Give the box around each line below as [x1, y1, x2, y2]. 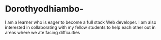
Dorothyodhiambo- [5, 3, 84, 14]
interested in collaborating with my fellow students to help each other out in [5, 24, 156, 30]
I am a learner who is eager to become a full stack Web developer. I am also [5, 19, 157, 25]
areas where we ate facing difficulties [5, 29, 80, 35]
